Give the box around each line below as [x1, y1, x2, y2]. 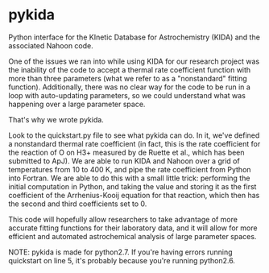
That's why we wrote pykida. [8, 114, 105, 124]
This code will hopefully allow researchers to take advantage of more [8, 214, 238, 224]
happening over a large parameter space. [8, 99, 146, 109]
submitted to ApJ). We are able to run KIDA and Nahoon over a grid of [8, 155, 240, 166]
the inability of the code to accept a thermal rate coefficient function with [8, 64, 251, 74]
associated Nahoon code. [8, 40, 94, 50]
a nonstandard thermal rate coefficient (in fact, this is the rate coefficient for [8, 139, 261, 148]
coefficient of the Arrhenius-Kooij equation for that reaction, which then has [8, 190, 260, 200]
